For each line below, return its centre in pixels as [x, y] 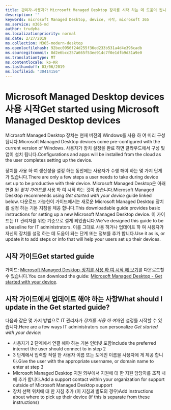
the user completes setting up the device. [49, 160]
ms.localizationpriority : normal [41, 34]
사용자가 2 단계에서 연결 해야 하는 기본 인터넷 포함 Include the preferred [84, 343]
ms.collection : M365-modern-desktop [44, 43]
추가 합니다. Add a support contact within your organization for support [91, 379]
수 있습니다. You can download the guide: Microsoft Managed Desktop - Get [84, 276]
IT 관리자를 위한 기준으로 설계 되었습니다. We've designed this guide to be [89, 220]
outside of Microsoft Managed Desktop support [63, 385]
